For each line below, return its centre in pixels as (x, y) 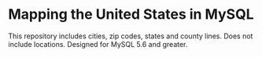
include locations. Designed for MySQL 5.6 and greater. (98, 44)
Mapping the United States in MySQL (131, 14)
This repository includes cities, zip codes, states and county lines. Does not (131, 36)
